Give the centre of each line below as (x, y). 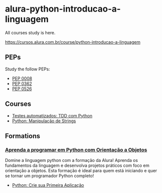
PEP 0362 (22, 83)
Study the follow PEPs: (28, 69)
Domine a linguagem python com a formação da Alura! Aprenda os (72, 161)
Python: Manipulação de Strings (44, 121)
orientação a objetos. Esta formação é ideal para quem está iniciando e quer (81, 171)
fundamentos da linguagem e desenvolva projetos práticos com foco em (77, 165)
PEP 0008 (22, 78)
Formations (22, 136)
